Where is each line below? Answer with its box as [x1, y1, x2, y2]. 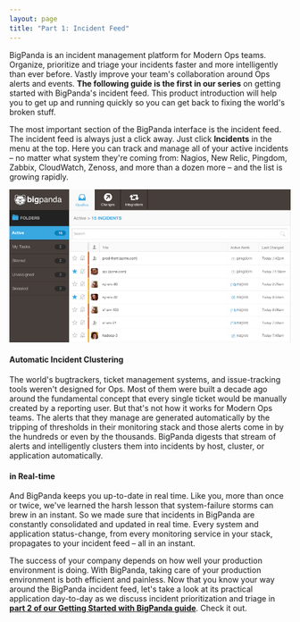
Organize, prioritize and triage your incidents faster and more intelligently [9, 59, 279, 70]
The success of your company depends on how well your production [9, 555, 263, 567]
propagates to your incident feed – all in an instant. [9, 538, 196, 549]
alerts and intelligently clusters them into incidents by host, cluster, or [9, 441, 265, 451]
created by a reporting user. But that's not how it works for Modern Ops [9, 403, 273, 414]
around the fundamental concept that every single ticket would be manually [9, 393, 287, 404]
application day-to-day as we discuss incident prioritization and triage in [9, 593, 275, 604]
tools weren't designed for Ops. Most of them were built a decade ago [9, 384, 268, 395]
